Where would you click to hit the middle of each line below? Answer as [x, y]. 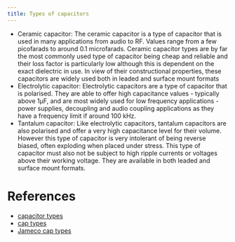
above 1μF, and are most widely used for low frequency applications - [118, 101]
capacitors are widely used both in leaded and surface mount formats [118, 79]
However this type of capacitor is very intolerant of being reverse [112, 138]
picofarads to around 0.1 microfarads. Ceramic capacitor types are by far [122, 48]
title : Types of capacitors [48, 14]
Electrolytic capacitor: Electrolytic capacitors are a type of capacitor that [122, 86]
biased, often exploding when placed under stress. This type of [109, 145]
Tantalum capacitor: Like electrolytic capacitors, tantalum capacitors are [122, 123]
